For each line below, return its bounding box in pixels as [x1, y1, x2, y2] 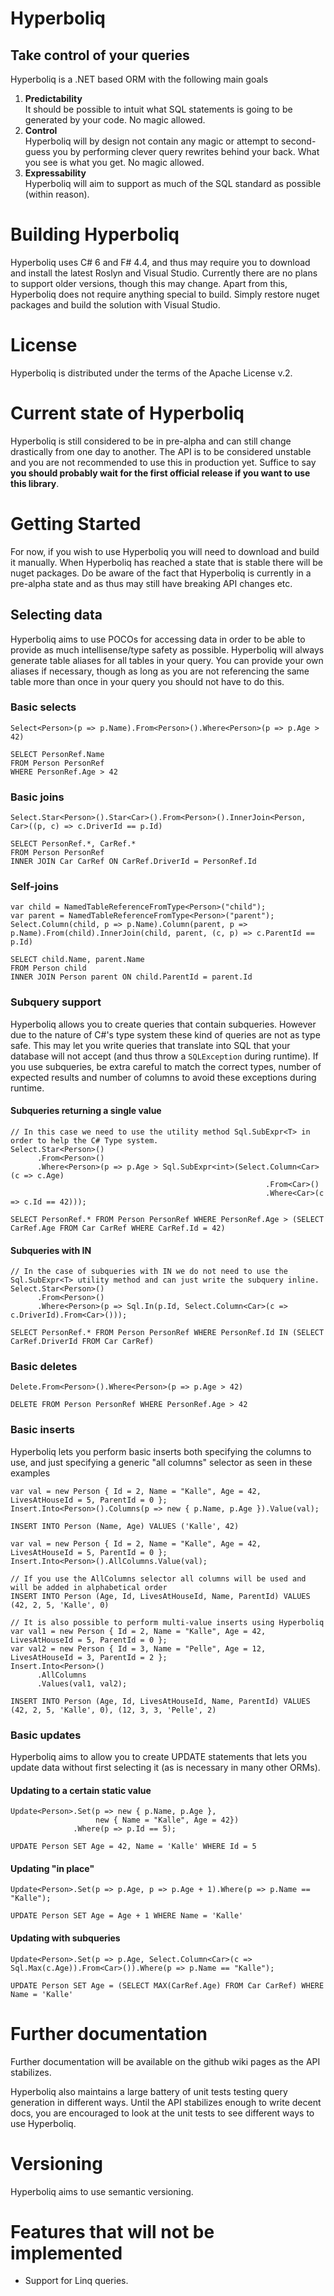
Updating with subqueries [10, 1932, 121, 1944]
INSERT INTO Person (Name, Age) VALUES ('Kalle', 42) [10, 1521, 240, 1531]
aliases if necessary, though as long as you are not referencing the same [10, 665, 310, 677]
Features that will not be [10, 2220, 215, 2243]
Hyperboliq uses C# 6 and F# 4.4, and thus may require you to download [10, 256, 311, 268]
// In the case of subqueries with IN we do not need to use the [10, 1267, 288, 1277]
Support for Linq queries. [24, 2275, 129, 2287]
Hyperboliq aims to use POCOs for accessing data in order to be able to [10, 633, 306, 645]
